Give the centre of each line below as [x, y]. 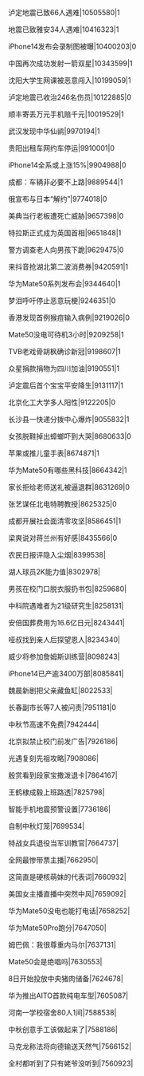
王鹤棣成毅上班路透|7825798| [56, 792]
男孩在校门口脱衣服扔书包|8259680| [68, 589]
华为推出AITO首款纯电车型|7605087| [68, 995]
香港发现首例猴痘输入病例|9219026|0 [69, 317]
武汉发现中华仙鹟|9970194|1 [54, 131]
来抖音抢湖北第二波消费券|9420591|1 [68, 267]
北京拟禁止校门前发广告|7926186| [63, 741]
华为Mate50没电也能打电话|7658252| [69, 911]
